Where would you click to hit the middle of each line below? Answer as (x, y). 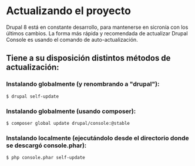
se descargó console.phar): (46, 145)
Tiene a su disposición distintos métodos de (88, 58)
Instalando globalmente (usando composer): (71, 111)
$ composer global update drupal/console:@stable (68, 123)
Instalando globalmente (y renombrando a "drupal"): (83, 84)
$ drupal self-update (33, 96)
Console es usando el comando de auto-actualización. (72, 39)
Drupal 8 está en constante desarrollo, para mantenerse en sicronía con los (97, 27)
